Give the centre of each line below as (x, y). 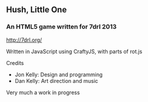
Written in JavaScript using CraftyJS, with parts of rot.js (74, 51)
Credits (15, 63)
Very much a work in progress (43, 92)
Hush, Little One (37, 10)
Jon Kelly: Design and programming (59, 75)
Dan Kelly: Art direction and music (56, 81)
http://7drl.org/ (24, 40)
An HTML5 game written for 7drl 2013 (62, 27)
